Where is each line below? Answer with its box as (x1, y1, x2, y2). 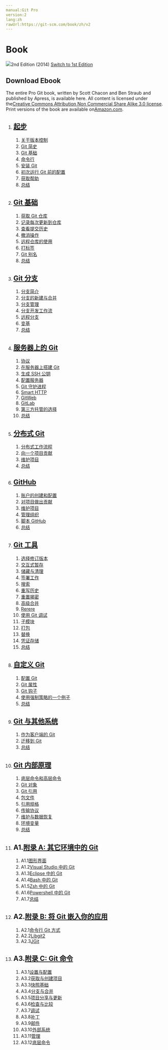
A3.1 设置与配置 (20, 969, 53, 975)
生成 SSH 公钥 (20, 371, 51, 377)
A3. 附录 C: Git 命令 (13, 954, 74, 963)
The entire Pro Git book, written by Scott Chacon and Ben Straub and (6, 90, 151, 96)
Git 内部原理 (13, 761, 52, 769)
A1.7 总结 (20, 896, 39, 902)
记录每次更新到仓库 (20, 219, 62, 225)
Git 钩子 (20, 687, 37, 694)
